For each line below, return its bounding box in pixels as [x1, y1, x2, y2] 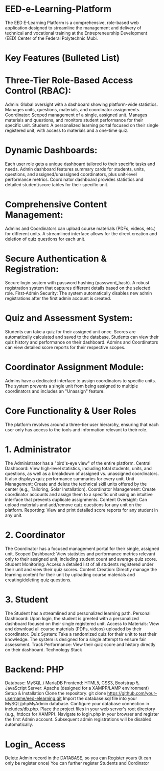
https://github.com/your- [107, 690, 158, 696]
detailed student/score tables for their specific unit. [5, 182, 109, 187]
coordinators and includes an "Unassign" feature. [5, 388, 105, 394]
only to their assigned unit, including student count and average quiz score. [5, 556, 158, 562]
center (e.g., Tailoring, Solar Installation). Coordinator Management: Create [5, 486, 156, 492]
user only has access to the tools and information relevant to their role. [5, 426, 148, 432]
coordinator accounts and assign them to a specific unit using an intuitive [5, 491, 153, 497]
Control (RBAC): [5, 85, 71, 97]
